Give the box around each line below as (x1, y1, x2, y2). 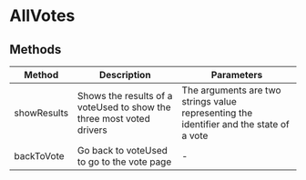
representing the (181, 106, 253, 119)
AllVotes (9, 5, 76, 26)
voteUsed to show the (76, 101, 171, 114)
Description (98, 69, 152, 81)
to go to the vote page (76, 155, 172, 168)
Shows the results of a (76, 90, 173, 102)
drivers (76, 124, 107, 136)
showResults (14, 106, 69, 119)
